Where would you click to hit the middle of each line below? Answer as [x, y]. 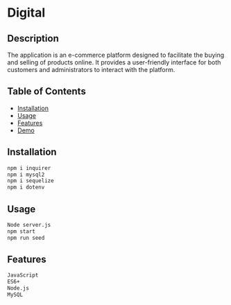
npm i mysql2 [26, 175]
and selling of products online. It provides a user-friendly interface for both [114, 62]
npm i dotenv [26, 188]
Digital [26, 13]
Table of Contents [47, 91]
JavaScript [23, 275]
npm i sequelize [31, 181]
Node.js [18, 288]
